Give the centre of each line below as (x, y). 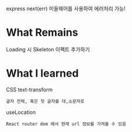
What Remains (42, 32)
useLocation (21, 112)
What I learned (42, 73)
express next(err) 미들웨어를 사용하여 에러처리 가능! (66, 8)
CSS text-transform (29, 89)
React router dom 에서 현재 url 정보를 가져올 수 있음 (66, 124)
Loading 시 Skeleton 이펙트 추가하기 (48, 49)
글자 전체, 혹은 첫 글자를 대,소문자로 (45, 101)
